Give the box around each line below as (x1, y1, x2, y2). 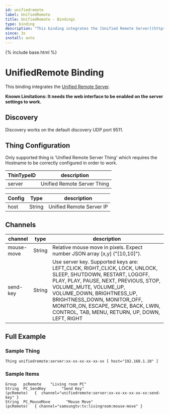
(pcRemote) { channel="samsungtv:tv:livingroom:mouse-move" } (5, 404, 143, 409)
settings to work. (5, 99, 42, 105)
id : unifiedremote (5, 7, 44, 13)
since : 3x (5, 31, 26, 36)
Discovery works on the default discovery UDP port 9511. (5, 126, 123, 132)
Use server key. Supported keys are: (52, 258, 138, 265)
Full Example (5, 332, 46, 340)
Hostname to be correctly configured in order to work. (5, 160, 118, 166)
